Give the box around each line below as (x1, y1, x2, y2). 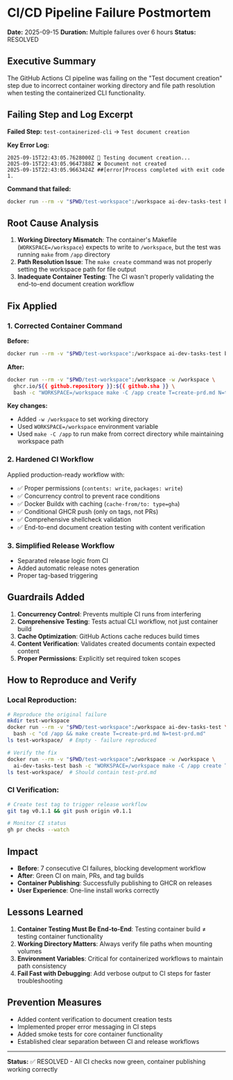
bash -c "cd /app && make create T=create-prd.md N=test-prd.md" (13, 730, 207, 737)
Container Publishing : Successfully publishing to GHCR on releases (17, 879, 213, 887)
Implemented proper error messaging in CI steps (17, 1022, 157, 1031)
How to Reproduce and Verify (7, 674, 137, 686)
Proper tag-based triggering (17, 571, 98, 580)
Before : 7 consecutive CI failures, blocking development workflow (17, 864, 207, 873)
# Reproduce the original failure (7, 711, 107, 718)
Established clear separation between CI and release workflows (17, 1037, 200, 1045)
